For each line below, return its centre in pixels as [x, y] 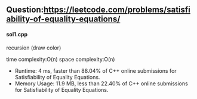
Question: [25, 10]
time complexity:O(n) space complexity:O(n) [61, 59]
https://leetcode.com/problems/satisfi [117, 10]
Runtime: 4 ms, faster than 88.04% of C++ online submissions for [96, 70]
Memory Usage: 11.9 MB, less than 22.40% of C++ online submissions [101, 83]
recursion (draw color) [34, 48]
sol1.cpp [17, 34]
